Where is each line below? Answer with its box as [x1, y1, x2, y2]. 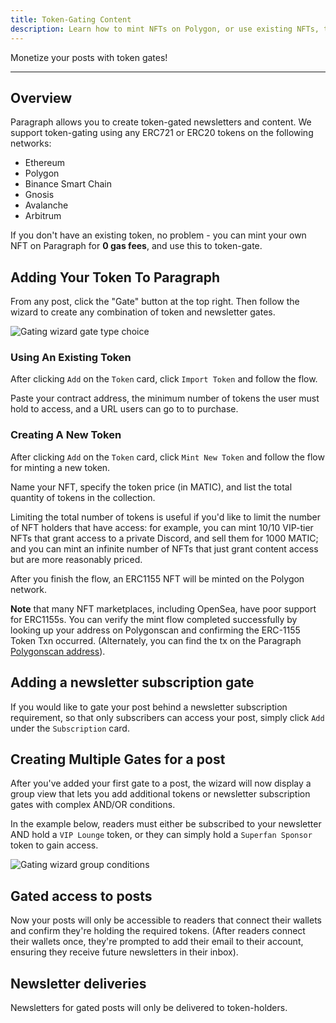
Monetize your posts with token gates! [10, 51, 168, 63]
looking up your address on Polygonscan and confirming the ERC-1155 [10, 624, 301, 636]
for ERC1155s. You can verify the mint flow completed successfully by [10, 613, 298, 625]
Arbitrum [24, 210, 62, 222]
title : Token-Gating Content [10, 14, 132, 25]
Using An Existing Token [10, 351, 132, 365]
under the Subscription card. [10, 722, 130, 734]
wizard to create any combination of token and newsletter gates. [10, 306, 276, 318]
